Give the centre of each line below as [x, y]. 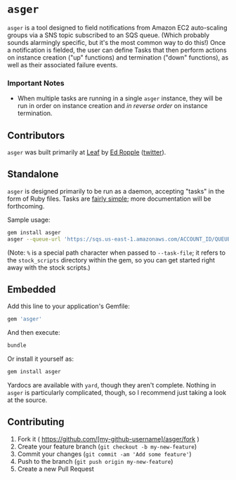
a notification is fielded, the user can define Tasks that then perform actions [117, 50]
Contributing [36, 422]
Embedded [32, 289]
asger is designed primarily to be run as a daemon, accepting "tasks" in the [116, 191]
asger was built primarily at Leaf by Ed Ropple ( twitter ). [87, 152]
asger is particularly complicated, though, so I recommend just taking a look [117, 393]
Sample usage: [29, 220]
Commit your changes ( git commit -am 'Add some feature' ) [104, 454]
